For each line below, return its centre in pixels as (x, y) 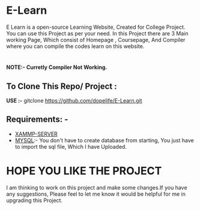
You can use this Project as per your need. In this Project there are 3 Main (97, 33)
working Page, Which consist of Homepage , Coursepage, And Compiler (96, 40)
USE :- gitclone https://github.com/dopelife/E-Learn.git (74, 100)
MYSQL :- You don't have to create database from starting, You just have (104, 140)
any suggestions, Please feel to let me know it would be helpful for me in (96, 194)
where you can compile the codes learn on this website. (75, 46)
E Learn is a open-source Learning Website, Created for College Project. (96, 27)
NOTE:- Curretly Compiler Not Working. (57, 67)
